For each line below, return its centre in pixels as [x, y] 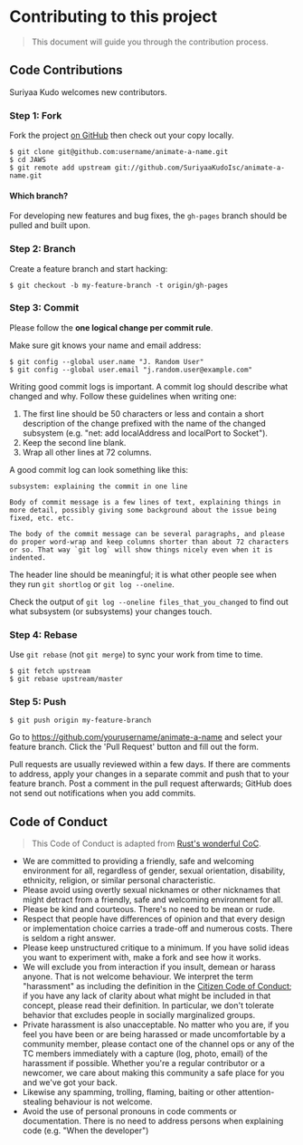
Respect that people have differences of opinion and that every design [154, 919]
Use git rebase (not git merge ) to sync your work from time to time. [137, 655]
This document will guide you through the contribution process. [150, 42]
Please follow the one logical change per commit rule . [111, 327]
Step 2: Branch [43, 249]
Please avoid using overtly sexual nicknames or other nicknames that [151, 890]
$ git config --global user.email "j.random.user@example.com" [131, 370]
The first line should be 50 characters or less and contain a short [143, 413]
